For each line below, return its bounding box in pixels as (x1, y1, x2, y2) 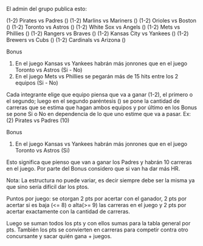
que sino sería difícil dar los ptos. (6, 183, 89, 190)
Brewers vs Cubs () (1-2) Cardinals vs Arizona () (6, 36, 126, 43)
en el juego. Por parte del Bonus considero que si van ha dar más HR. (6, 165, 181, 172)
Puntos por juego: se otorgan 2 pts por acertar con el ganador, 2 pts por (6, 195, 187, 202)
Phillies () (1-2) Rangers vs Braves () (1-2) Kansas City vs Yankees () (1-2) (6, 30, 189, 37)
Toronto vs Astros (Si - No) (15, 66, 83, 73)
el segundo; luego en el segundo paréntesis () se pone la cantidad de (6, 97, 181, 104)
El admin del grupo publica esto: (6, 5, 87, 12)
